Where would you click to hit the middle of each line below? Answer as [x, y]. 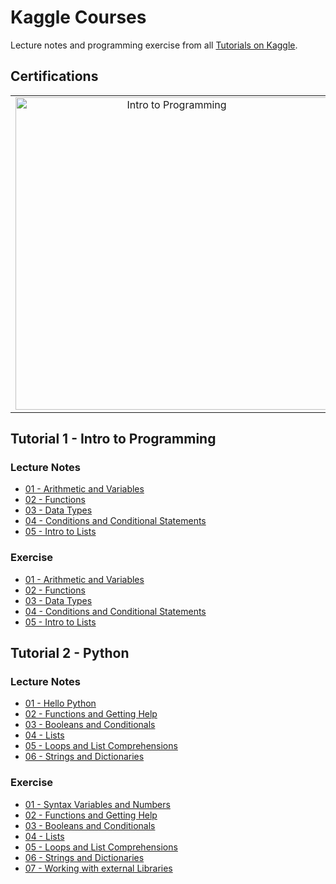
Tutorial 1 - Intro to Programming [113, 439]
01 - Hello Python [60, 703]
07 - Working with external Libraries [98, 868]
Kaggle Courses [78, 17]
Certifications [54, 76]
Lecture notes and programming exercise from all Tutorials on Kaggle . [154, 45]
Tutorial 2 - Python [70, 653]
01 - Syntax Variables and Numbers [97, 804]
